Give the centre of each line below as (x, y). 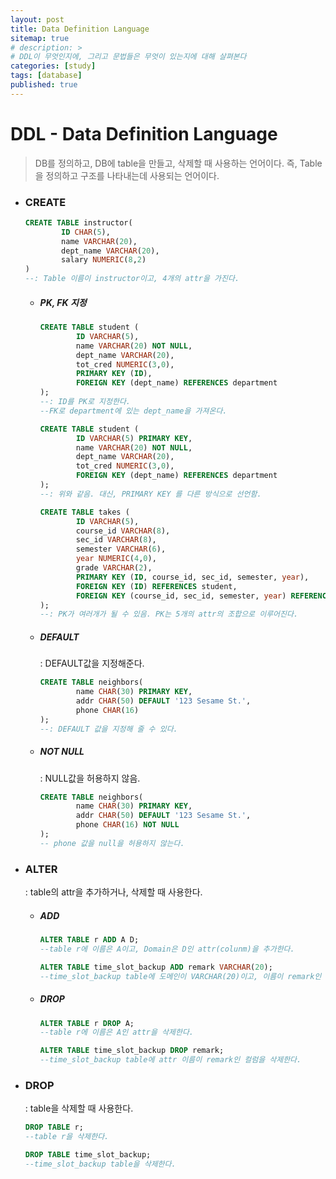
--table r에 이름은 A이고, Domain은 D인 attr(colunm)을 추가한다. (167, 949)
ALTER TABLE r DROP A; (87, 1023)
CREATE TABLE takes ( (84, 512)
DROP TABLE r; (54, 1127)
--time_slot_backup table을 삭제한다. (100, 1164)
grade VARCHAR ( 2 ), (114, 568)
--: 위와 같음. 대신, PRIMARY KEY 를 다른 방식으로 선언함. (150, 494)
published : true (44, 85)
